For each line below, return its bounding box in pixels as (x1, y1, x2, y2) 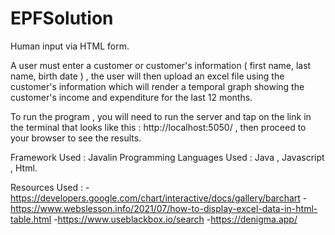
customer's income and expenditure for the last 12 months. (10, 91, 253, 103)
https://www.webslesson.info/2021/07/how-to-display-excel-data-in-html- (10, 202, 318, 214)
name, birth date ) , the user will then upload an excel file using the (10, 70, 285, 82)
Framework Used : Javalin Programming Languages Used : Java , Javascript (10, 151, 325, 163)
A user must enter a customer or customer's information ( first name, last (10, 59, 312, 71)
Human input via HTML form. (10, 40, 130, 52)
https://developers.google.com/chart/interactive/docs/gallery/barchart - (10, 192, 308, 204)
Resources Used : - (10, 181, 90, 193)
